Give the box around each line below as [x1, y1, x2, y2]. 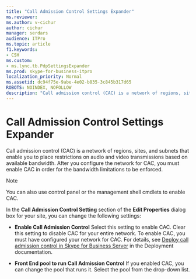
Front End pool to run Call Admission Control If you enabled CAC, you [14, 260, 184, 267]
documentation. [14, 248, 52, 255]
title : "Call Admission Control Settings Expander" [6, 8, 134, 15]
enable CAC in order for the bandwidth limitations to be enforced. [6, 166, 163, 173]
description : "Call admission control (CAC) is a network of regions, [6, 90, 181, 96]
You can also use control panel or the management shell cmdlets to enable [6, 188, 185, 195]
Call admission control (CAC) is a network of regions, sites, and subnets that [6, 147, 190, 154]
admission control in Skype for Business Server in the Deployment [14, 242, 174, 249]
